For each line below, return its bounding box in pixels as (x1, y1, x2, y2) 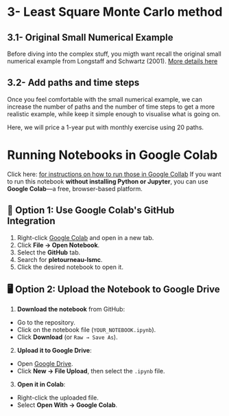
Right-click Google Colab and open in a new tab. (16, 233, 154, 241)
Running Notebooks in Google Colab (7, 147, 218, 162)
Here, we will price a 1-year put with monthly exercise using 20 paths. (7, 123, 204, 131)
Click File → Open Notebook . (16, 241, 100, 249)
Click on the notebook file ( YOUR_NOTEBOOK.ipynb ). (16, 326, 156, 334)
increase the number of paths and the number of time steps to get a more (7, 102, 215, 111)
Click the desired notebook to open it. (16, 263, 123, 271)
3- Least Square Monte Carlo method (7, 4, 223, 20)
